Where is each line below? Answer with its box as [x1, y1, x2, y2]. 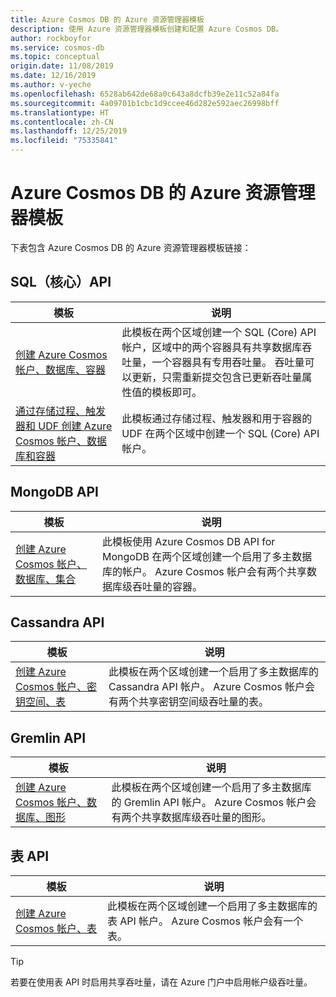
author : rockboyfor [10, 33, 92, 43]
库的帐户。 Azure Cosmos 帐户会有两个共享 [102, 564, 308, 578]
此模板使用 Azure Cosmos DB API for [102, 534, 276, 548]
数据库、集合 [15, 572, 77, 586]
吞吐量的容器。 [132, 579, 203, 593]
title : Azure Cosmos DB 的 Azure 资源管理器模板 [10, 14, 205, 25]
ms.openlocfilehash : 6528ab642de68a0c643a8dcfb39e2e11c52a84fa [10, 89, 280, 99]
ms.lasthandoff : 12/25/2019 [10, 126, 128, 136]
